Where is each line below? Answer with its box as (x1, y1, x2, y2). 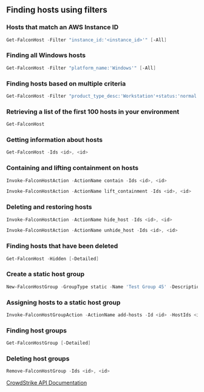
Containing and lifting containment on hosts (6, 164, 139, 172)
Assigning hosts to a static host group (6, 298, 121, 306)
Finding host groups (6, 326, 67, 334)
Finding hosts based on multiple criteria (6, 79, 126, 87)
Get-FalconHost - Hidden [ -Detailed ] (6, 255, 99, 262)
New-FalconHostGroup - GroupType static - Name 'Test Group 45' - (6, 283, 172, 290)
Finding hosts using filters (6, 5, 107, 15)
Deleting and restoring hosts (6, 203, 92, 211)
